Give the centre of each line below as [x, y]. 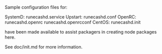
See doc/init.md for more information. [44, 47]
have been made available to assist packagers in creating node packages [81, 32]
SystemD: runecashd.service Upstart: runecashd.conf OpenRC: [70, 17]
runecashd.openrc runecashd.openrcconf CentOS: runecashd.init [73, 22]
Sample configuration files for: [36, 7]
